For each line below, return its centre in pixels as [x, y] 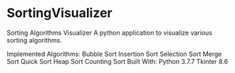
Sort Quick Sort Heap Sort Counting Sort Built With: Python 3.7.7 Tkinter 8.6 [117, 61]
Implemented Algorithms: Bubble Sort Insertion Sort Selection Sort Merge [114, 54]
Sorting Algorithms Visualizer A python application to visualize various [110, 33]
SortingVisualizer [60, 13]
